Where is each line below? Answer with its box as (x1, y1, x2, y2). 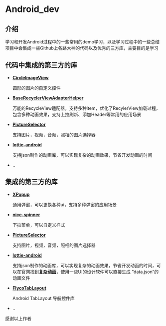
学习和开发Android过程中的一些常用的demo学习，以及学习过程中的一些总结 (5, 39, 160, 44)
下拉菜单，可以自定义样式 (12, 222, 65, 228)
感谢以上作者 (5, 316, 31, 322)
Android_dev (5, 3, 60, 15)
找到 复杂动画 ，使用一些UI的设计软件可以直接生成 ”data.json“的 (29, 269, 159, 275)
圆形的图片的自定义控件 (12, 85, 61, 91)
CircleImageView (12, 74, 49, 80)
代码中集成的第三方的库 (5, 61, 77, 69)
